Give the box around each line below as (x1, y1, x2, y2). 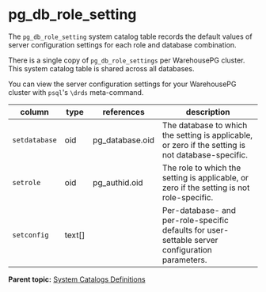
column (19, 106, 50, 117)
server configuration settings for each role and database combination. (8, 40, 237, 49)
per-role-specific (161, 214, 230, 226)
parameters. (161, 254, 207, 265)
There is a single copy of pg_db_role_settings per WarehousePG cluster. (8, 55, 245, 65)
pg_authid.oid (92, 176, 144, 188)
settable (161, 234, 192, 245)
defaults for (161, 224, 206, 235)
